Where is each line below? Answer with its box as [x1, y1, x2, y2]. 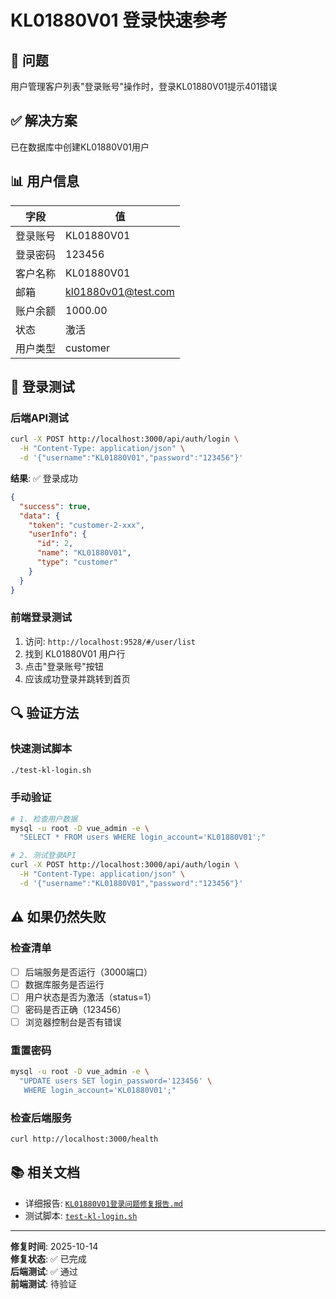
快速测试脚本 [10, 742, 73, 756]
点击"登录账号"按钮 [24, 660, 104, 672]
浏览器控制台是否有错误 [24, 1016, 122, 1028]
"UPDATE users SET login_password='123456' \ [19, 1076, 213, 1086]
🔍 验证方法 [10, 705, 80, 722]
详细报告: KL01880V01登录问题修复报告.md [24, 1197, 183, 1209]
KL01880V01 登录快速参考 [10, 9, 228, 32]
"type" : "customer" [36, 557, 118, 568]
